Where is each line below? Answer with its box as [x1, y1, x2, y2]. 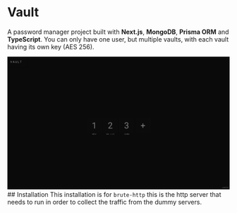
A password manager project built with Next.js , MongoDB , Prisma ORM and [7, 28, 229, 36]
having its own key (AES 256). [7, 42, 95, 51]
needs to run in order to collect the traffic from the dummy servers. [7, 198, 202, 207]
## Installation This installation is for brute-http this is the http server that [7, 190, 221, 199]
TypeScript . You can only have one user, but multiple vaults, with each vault [7, 35, 229, 43]
